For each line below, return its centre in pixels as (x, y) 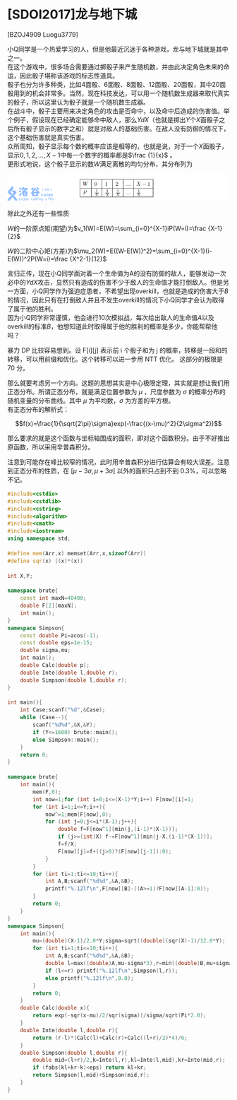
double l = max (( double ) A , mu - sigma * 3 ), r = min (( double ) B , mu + (130, 964)
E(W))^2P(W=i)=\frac (38, 259)
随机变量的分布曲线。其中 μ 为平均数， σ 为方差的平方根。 (91, 401)
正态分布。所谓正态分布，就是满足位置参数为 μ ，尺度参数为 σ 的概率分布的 (116, 391)
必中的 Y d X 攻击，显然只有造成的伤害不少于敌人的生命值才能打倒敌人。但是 (115, 282)
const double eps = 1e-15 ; (56, 643)
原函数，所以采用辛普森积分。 (50, 446)
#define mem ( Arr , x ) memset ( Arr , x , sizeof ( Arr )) (77, 553)
